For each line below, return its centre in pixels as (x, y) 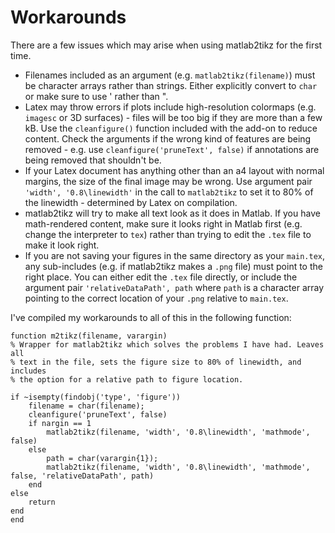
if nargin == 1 (60, 423)
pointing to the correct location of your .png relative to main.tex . (156, 298)
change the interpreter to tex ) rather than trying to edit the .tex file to (168, 234)
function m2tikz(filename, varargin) (89, 336)
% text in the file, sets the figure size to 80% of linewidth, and (156, 362)
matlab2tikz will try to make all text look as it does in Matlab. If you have (172, 213)
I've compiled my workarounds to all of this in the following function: (151, 317)
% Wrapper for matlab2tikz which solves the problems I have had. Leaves (167, 344)
